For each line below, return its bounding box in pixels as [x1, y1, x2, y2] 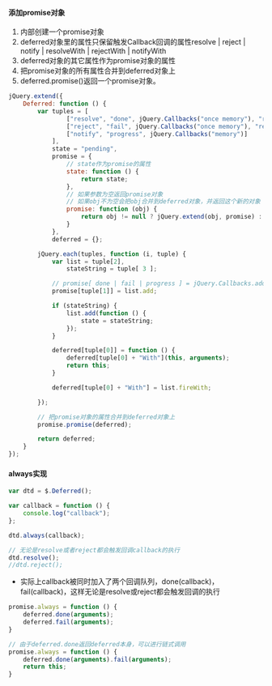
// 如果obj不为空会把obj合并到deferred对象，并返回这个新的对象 [66, 198, 261, 206]
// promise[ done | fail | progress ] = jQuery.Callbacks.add [51, 279, 266, 288]
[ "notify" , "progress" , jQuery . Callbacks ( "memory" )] [66, 130, 249, 138]
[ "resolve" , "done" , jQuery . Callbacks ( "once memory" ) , [66, 114, 255, 123]
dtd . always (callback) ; [8, 531, 85, 539]
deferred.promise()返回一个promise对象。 [19, 76, 160, 86]
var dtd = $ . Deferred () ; [8, 487, 92, 496]
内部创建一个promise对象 [19, 27, 105, 36]
